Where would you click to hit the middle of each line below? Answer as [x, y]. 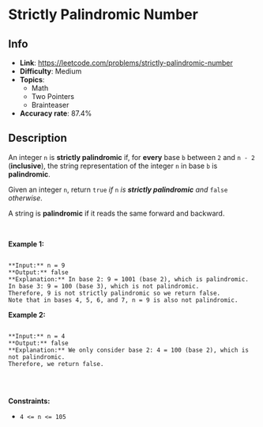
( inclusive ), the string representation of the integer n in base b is [113, 166]
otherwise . [26, 198]
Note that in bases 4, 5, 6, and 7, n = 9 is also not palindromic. [123, 300]
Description [38, 138]
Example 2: [27, 315]
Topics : [32, 80]
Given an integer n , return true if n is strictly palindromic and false [118, 189]
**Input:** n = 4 [37, 336]
